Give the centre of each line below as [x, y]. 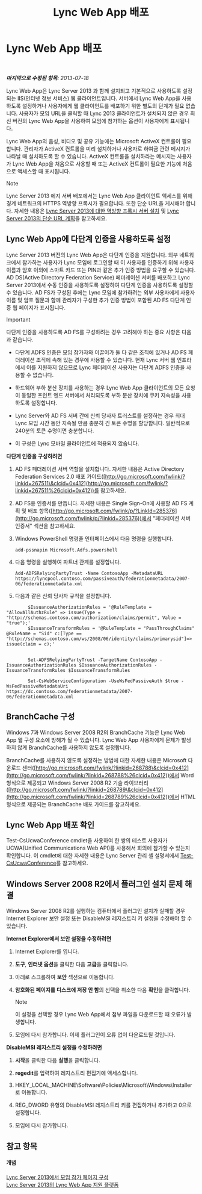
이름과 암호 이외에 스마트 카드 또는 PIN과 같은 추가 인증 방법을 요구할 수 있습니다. [101, 270]
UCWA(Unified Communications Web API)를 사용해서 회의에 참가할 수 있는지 [98, 848]
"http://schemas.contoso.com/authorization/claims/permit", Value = [94, 618]
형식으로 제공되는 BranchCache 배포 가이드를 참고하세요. [74, 804]
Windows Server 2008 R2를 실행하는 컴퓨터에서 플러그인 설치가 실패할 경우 [96, 911]
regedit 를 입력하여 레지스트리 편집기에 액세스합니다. [76, 1073]
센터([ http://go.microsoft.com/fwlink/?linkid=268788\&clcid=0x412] [106, 768]
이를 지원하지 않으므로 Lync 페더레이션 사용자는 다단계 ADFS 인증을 [106, 367]
